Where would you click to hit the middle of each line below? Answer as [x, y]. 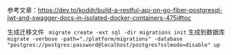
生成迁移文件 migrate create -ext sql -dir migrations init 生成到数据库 [116, 32]
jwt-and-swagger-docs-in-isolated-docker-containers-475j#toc [99, 18]
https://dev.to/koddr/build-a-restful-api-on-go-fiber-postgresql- [130, 10]
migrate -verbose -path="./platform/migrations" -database [95, 39]
